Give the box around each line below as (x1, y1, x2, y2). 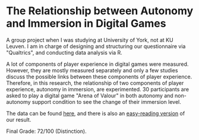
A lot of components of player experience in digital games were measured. (6, 61, 189, 68)
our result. (6, 116, 31, 123)
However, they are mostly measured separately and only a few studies (6, 66, 178, 74)
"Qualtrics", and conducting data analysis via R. (6, 49, 123, 56)
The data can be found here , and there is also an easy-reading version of (6, 110, 185, 117)
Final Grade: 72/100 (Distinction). (6, 128, 87, 135)
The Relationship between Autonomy (6, 4, 194, 18)
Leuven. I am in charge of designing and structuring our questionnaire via (6, 43, 186, 50)
